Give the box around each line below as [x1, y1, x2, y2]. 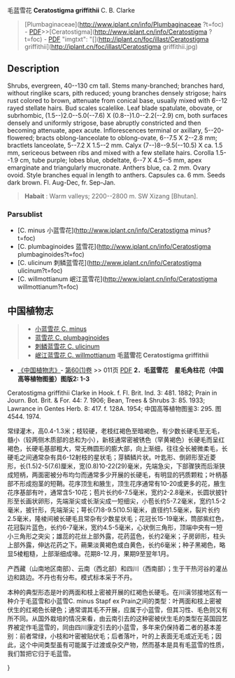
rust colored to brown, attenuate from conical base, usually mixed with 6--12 [7, 96, 228, 104]
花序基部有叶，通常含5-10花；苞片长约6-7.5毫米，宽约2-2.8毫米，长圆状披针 [7, 488, 228, 496]
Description [7, 62, 59, 75]
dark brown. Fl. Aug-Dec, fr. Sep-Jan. [7, 178, 116, 187]
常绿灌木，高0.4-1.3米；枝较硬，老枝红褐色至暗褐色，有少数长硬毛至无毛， [7, 426, 224, 435]
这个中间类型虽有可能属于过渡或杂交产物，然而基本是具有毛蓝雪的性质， [19, 640, 228, 649]
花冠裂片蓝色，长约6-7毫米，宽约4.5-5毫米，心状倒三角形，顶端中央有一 [7, 523, 217, 531]
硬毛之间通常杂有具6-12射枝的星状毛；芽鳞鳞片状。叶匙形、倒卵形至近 [7, 453, 211, 461]
